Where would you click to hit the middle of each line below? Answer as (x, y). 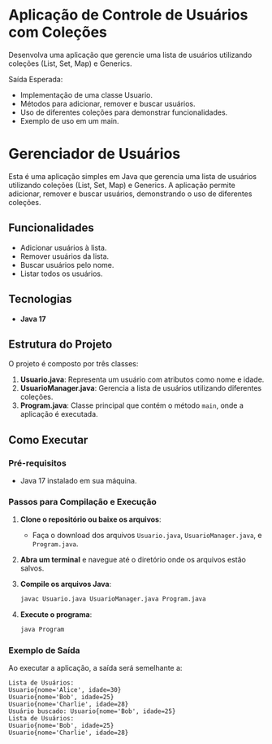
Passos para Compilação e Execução (82, 501)
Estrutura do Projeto (60, 344)
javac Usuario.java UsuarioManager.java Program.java (113, 599)
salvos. (32, 568)
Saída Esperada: (36, 79)
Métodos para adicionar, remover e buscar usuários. (108, 103)
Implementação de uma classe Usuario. (86, 94)
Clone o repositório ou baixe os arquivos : (91, 519)
